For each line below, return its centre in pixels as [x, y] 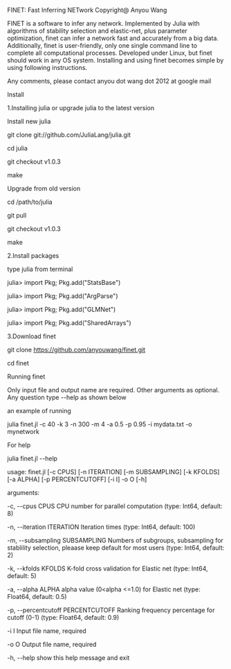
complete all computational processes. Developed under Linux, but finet [110, 53]
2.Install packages [33, 255]
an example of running [39, 411]
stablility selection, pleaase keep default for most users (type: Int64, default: [116, 548]
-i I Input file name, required [47, 631]
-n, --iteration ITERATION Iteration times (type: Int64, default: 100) [101, 527]
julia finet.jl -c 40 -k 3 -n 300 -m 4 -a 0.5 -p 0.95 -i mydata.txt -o [100, 424]
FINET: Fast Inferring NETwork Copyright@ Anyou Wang [87, 10]
